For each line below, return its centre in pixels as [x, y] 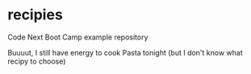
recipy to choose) [37, 61]
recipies [36, 15]
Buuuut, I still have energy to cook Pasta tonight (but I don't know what [125, 52]
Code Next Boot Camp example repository [78, 37]
